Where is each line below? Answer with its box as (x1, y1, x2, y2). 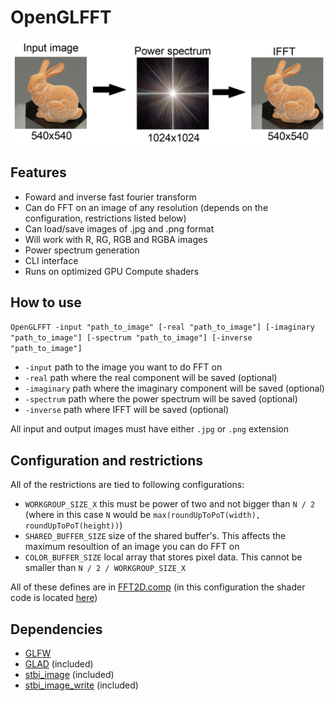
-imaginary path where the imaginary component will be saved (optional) (24, 382, 325, 395)
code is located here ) (10, 592, 98, 604)
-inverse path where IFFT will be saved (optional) (24, 404, 230, 416)
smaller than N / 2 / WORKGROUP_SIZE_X (24, 562, 187, 574)
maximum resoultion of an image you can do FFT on (24, 541, 240, 553)
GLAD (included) (24, 658, 94, 670)
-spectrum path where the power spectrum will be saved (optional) (24, 393, 298, 405)
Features (10, 164, 67, 181)
